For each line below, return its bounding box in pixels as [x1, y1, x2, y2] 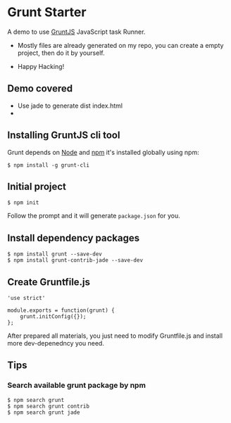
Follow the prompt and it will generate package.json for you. [7, 212, 181, 220]
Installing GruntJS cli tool [7, 130, 120, 141]
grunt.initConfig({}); [20, 313, 87, 320]
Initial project [7, 180, 67, 192]
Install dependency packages [7, 232, 139, 244]
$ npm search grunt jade [7, 409, 80, 416]
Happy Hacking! [17, 62, 65, 70]
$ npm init [7, 199, 39, 206]
